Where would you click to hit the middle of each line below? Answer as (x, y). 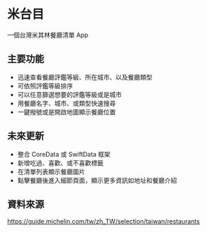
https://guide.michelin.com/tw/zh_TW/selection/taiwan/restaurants (104, 222)
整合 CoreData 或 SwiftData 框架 (64, 154)
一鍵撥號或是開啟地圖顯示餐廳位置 (66, 111)
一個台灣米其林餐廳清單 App (48, 35)
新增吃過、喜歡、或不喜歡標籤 (60, 163)
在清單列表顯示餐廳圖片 (51, 171)
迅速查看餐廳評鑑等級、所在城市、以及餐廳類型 (85, 77)
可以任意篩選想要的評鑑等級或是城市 (70, 94)
